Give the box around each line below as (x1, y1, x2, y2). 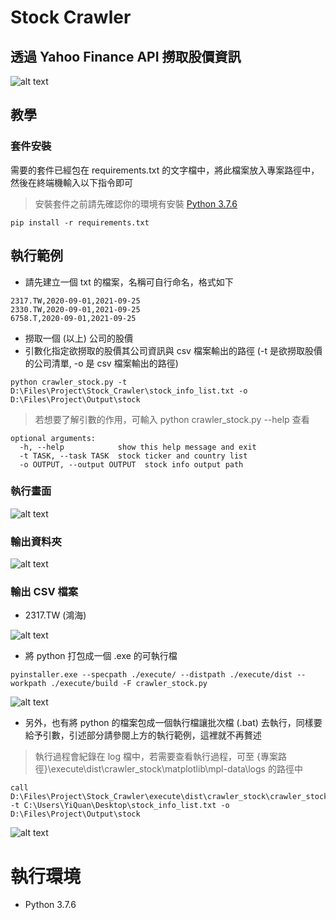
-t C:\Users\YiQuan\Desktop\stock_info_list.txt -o (10, 801, 230, 811)
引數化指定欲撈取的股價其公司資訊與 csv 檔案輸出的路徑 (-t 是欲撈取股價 (24, 344, 323, 356)
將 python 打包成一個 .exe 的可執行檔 (24, 650, 178, 662)
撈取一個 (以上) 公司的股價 (24, 332, 133, 344)
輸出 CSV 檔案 (10, 585, 79, 599)
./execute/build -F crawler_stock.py (50, 679, 208, 689)
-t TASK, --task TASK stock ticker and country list (19, 451, 248, 461)
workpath (10, 679, 47, 689)
